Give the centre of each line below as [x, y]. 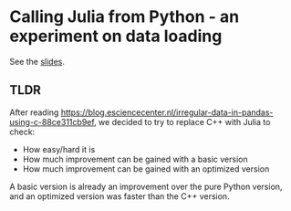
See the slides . [37, 61]
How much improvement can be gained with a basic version [135, 159]
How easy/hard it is [59, 149]
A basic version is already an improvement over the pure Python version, [146, 186]
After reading [34, 112]
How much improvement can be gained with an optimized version [146, 169]
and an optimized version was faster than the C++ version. [120, 196]
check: [22, 132]
